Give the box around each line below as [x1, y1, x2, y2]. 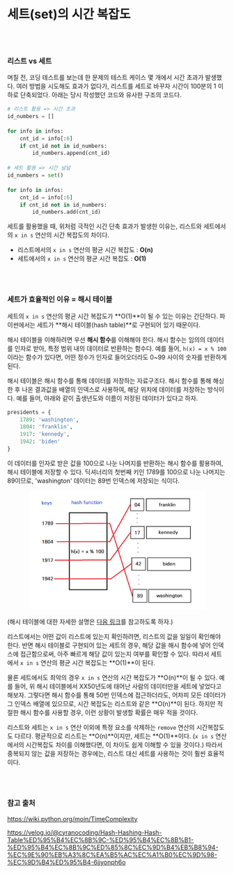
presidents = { [7, 409, 52, 416]
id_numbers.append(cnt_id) [32, 149, 111, 157]
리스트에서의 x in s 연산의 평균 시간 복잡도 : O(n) [17, 246, 153, 254]
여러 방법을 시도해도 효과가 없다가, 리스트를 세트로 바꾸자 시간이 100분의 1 [16, 82, 217, 91]
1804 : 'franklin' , [19, 423, 73, 430]
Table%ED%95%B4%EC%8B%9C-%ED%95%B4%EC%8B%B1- [7, 835, 194, 844]
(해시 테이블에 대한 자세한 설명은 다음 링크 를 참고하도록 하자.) [7, 617, 173, 626]
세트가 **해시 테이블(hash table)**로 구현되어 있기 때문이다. [37, 321, 201, 329]
